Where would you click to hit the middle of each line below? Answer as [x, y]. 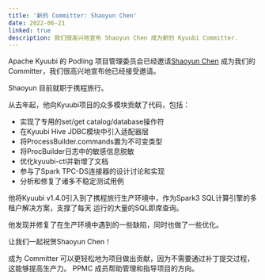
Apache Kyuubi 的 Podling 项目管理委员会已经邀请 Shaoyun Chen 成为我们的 [132, 61]
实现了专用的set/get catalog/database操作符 [92, 122]
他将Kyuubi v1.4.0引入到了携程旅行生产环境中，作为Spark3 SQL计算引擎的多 [132, 198]
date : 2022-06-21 [37, 23]
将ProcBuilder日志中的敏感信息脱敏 [77, 152]
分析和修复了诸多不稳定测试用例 [72, 181]
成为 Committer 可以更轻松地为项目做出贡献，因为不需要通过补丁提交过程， [131, 259]
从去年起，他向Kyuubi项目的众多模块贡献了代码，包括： [99, 105]
